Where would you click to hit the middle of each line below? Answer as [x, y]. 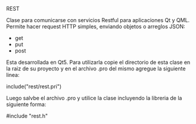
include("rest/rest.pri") [34, 86]
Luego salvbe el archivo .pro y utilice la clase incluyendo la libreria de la [94, 98]
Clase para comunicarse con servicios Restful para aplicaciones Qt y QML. [98, 20]
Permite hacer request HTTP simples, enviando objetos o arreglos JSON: [96, 27]
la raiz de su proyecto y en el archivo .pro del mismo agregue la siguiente [96, 69]
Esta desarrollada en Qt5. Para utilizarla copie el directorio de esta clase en [98, 62]
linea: [13, 75]
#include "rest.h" [27, 116]
